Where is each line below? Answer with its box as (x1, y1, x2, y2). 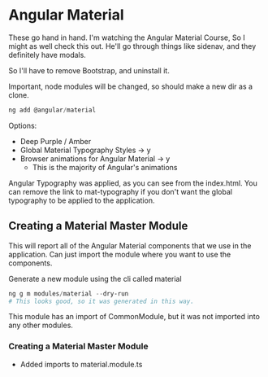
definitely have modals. (8, 50, 87, 59)
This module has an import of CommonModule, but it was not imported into (8, 312, 260, 322)
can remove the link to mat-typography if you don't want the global (8, 186, 233, 196)
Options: (8, 121, 37, 130)
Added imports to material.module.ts (19, 359, 143, 369)
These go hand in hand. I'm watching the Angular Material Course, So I (8, 33, 245, 42)
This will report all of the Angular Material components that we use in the (8, 240, 252, 250)
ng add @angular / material (8, 106, 96, 114)
